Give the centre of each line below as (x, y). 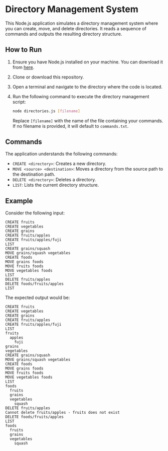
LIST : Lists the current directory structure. (56, 185)
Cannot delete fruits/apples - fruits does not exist (63, 413)
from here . (23, 67)
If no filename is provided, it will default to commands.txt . (70, 126)
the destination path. (34, 174)
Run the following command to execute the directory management (81, 96)
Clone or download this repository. (48, 77)
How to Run (24, 50)
